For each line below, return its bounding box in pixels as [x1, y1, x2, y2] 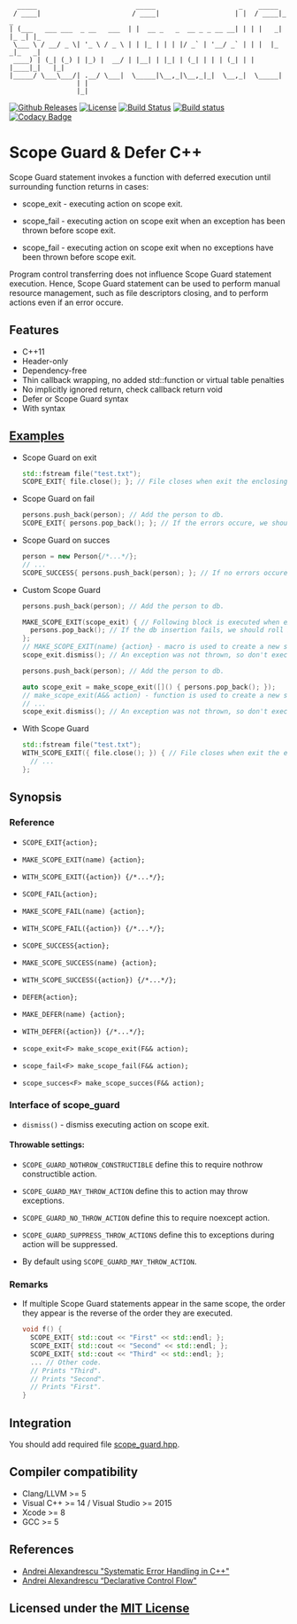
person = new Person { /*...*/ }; [21, 552, 138, 561]
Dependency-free [21, 365, 88, 376]
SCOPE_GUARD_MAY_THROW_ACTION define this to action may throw [21, 1186, 248, 1196]
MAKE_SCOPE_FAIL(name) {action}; [21, 907, 146, 916]
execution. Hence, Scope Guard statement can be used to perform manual [9, 277, 281, 289]
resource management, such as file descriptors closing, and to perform [9, 287, 269, 298]
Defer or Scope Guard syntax [21, 393, 129, 404]
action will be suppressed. [21, 1239, 118, 1249]
